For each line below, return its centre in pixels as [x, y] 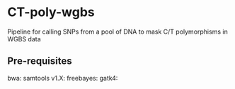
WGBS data [24, 39]
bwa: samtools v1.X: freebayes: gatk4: [63, 78]
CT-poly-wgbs [51, 12]
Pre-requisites [40, 61]
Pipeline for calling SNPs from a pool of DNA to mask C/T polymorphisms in [117, 32]
